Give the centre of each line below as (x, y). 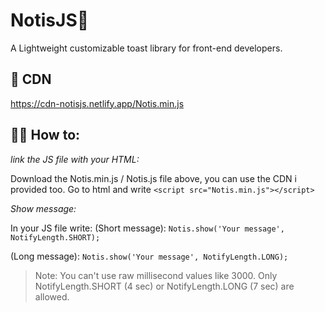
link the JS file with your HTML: (75, 159)
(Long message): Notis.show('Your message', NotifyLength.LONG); (149, 256)
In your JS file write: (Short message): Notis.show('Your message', (147, 228)
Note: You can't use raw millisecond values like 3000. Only (156, 275)
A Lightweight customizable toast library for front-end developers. (146, 48)
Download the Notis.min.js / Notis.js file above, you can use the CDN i (153, 178)
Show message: (43, 208)
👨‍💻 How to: (45, 135)
